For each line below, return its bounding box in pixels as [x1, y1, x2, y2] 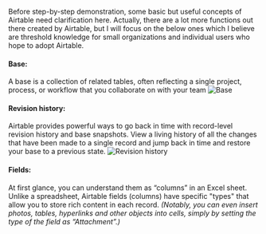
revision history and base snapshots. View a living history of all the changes [8, 129, 257, 139]
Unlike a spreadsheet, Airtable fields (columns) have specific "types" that [8, 191, 249, 200]
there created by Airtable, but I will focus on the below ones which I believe [8, 24, 255, 33]
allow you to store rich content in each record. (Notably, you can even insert [8, 200, 259, 209]
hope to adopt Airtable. [8, 41, 84, 50]
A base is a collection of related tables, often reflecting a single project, [8, 77, 242, 86]
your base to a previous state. [8, 147, 106, 157]
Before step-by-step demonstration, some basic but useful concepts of [8, 7, 242, 16]
